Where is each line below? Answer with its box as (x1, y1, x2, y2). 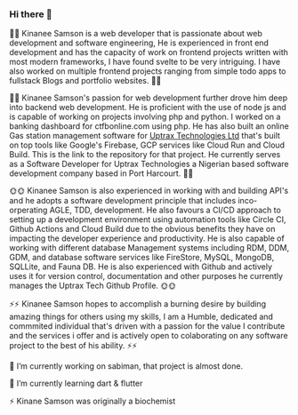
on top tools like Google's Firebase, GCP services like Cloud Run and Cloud (9, 140, 286, 150)
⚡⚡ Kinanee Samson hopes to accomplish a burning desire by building (9, 299, 267, 309)
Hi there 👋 (9, 8, 53, 20)
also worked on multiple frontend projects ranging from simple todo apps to (9, 66, 286, 76)
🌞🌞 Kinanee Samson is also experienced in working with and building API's (9, 186, 289, 196)
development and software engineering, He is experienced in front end (9, 37, 270, 48)
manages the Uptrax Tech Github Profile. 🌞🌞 (9, 280, 176, 291)
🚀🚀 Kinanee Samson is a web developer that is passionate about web (9, 28, 262, 39)
